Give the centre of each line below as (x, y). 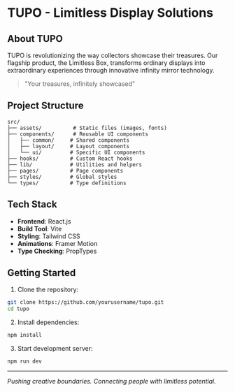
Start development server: (55, 349)
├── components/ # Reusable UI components (78, 134)
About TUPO (35, 39)
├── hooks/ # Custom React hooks (70, 159)
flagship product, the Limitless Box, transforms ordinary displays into (106, 63)
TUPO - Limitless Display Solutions (111, 13)
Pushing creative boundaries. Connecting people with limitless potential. (112, 381)
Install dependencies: (48, 322)
